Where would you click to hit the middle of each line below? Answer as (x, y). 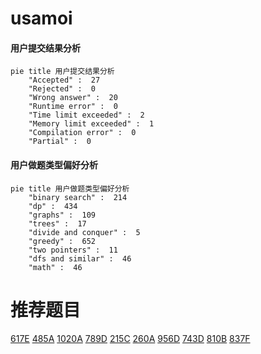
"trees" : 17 (57, 223)
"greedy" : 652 (62, 241)
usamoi (41, 18)
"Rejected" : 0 (62, 89)
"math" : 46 (55, 267)
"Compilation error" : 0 (82, 133)
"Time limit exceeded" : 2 (86, 115)
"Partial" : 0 (60, 142)
